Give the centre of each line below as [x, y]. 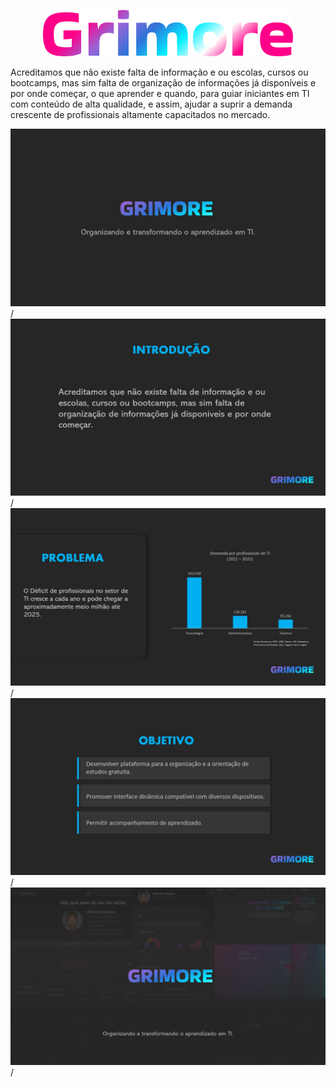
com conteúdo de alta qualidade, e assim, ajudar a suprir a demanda [151, 104]
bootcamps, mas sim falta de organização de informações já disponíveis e [163, 83]
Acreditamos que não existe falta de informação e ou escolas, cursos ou [159, 72]
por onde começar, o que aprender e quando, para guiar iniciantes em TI [160, 94]
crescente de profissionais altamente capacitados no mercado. [140, 115]
